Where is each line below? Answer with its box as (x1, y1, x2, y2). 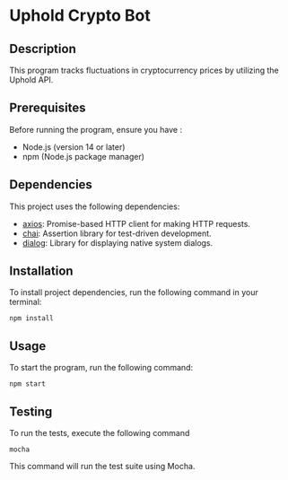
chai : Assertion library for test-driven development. (22, 228, 213, 239)
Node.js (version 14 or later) (22, 141, 126, 153)
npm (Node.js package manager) (22, 151, 145, 161)
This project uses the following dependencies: (9, 201, 180, 212)
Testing (9, 404, 53, 419)
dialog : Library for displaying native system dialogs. (22, 237, 214, 248)
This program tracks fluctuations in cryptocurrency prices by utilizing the (9, 65, 280, 75)
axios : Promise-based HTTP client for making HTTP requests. (22, 218, 251, 229)
